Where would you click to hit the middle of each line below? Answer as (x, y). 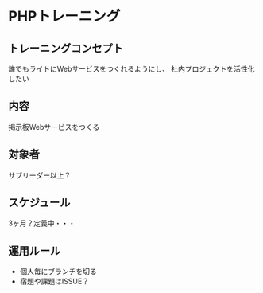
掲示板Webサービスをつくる (54, 127)
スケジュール (39, 203)
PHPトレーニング (64, 16)
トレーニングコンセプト (66, 48)
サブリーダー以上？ (40, 175)
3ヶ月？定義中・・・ (42, 223)
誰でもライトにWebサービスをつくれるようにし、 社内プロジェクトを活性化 (131, 69)
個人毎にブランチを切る (58, 272)
